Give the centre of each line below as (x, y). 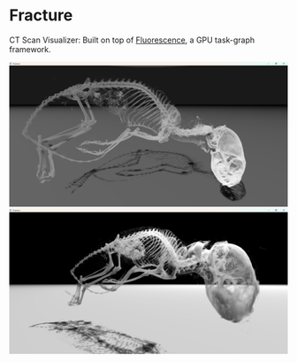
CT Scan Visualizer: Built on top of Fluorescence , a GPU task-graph (132, 40)
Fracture (41, 15)
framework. (30, 49)
